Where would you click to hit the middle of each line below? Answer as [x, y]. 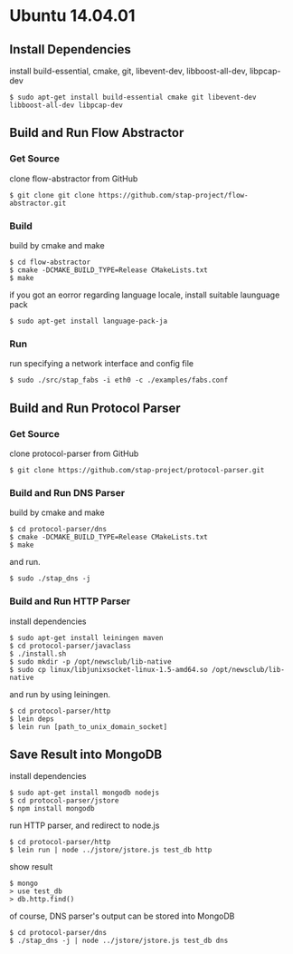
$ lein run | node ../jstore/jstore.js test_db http [111, 850]
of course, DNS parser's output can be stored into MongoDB [122, 916]
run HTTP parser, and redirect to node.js [85, 825]
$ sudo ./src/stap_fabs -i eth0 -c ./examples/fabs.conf [119, 380]
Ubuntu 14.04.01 [72, 16]
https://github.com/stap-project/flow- [173, 195]
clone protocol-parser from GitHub [74, 453]
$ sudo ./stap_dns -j [50, 579]
